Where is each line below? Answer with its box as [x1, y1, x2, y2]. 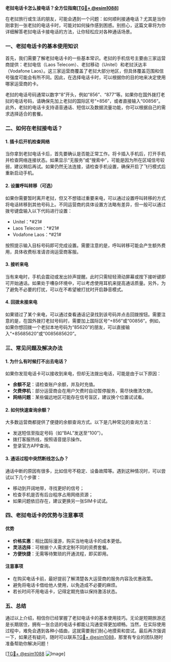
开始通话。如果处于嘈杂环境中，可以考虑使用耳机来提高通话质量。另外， [9, 280, 161, 286]
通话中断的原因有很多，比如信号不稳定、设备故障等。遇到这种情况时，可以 [5, 468, 161, 474]
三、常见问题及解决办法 [5, 345, 63, 352]
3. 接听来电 [5, 261, 29, 267]
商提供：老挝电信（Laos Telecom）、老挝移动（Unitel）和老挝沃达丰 [5, 61, 147, 68]
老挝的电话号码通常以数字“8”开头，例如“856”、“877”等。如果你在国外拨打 [5, 92, 161, 98]
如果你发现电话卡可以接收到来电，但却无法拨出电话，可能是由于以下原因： [5, 371, 161, 377]
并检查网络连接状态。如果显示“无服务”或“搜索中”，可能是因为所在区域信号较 [5, 157, 165, 163]
